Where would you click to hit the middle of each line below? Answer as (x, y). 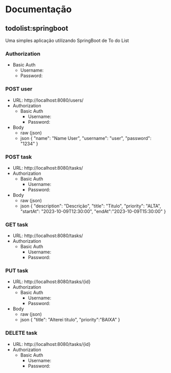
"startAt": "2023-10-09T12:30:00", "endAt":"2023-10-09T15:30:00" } (93, 211)
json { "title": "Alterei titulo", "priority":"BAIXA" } (70, 320)
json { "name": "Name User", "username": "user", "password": (86, 138)
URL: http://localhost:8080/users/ (48, 100)
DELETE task (21, 333)
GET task (17, 224)
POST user (19, 89)
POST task (19, 157)
